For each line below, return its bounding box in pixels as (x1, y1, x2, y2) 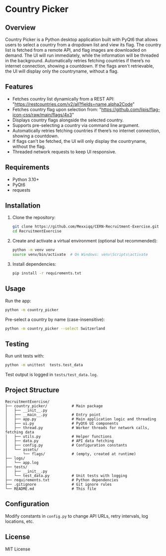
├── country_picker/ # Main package (5, 403, 103, 409)
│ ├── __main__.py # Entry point (5, 412, 101, 417)
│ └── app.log (5, 460, 39, 465)
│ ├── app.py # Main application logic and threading (5, 417, 156, 422)
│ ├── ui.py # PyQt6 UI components (5, 421, 119, 426)
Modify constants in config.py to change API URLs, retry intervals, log (5, 513, 149, 519)
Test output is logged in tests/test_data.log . (5, 372, 98, 378)
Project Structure (5, 386, 59, 394)
